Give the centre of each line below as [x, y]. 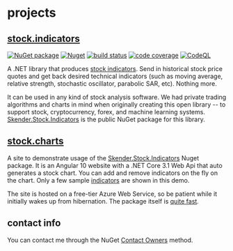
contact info [34, 223]
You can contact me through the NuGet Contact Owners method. [100, 240]
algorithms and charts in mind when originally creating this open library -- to [116, 105]
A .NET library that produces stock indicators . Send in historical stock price [115, 69]
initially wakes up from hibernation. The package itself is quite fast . [103, 201]
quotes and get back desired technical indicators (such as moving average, [115, 76]
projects [32, 13]
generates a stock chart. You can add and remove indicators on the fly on [112, 173]
